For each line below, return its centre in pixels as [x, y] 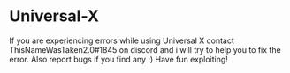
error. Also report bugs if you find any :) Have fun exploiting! [118, 59]
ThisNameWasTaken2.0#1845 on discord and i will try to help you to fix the [145, 49]
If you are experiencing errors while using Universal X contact [122, 40]
